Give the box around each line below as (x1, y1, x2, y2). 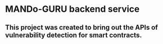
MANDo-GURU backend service (5, 3, 140, 15)
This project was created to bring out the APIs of (5, 23, 158, 32)
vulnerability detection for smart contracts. (5, 31, 143, 39)
